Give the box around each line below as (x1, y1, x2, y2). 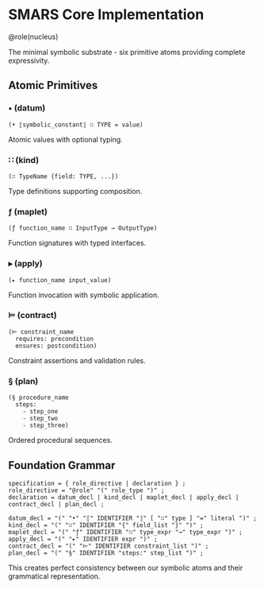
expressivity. (8, 56, 50, 65)
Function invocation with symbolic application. (8, 290, 160, 300)
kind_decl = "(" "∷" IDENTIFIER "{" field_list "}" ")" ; (8, 521, 204, 529)
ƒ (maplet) (8, 206, 48, 217)
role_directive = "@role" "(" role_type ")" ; (8, 486, 165, 494)
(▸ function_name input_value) (8, 276, 112, 284)
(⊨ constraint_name (8, 327, 75, 335)
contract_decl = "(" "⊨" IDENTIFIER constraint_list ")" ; (8, 542, 209, 550)
